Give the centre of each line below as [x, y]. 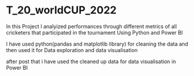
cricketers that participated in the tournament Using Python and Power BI [94, 32]
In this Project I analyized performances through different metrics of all [91, 26]
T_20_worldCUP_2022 [62, 10]
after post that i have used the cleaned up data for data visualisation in [91, 61]
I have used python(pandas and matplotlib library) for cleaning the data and [97, 44]
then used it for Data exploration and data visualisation [72, 50]
